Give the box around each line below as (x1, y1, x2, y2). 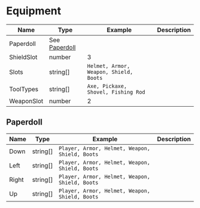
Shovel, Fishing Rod (87, 88, 146, 95)
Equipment (6, 4, 61, 18)
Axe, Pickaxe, (87, 82, 127, 89)
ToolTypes (9, 85, 39, 93)
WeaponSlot (9, 97, 43, 105)
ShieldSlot (9, 52, 37, 61)
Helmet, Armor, (87, 63, 130, 69)
